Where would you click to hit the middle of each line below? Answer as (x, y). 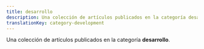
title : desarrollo (29, 12)
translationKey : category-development (55, 23)
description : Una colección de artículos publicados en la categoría (96, 17)
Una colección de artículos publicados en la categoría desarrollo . (88, 40)
